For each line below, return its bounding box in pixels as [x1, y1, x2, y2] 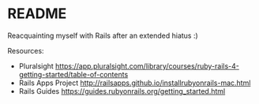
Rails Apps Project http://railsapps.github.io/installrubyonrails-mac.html [18, 78, 251, 87]
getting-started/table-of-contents [18, 69, 129, 79]
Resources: [7, 46, 44, 55]
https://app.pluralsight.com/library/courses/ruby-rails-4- [55, 61, 240, 71]
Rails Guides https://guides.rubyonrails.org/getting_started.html [18, 86, 226, 95]
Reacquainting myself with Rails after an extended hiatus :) [7, 31, 198, 40]
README [7, 5, 67, 23]
